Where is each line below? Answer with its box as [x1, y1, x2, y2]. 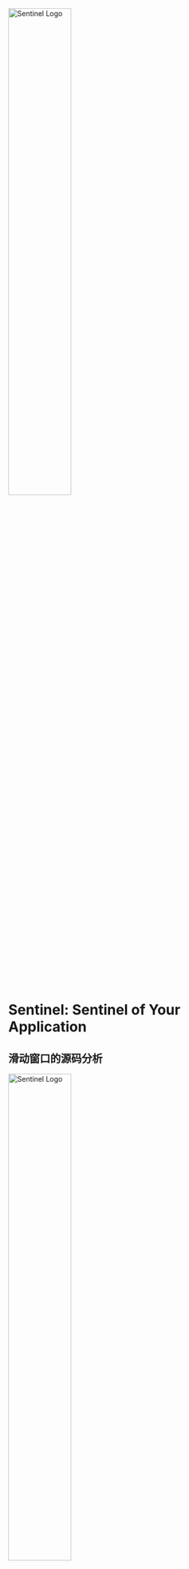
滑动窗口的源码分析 [8, 1051, 103, 1065]
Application [8, 1018, 87, 1036]
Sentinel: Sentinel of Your [8, 1001, 181, 1019]
